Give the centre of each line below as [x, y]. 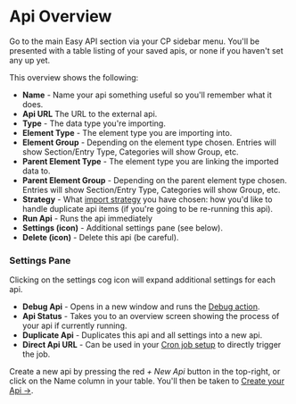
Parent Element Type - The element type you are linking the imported [150, 161]
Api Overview [61, 17]
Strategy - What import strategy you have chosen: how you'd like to [147, 199]
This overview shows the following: [74, 77]
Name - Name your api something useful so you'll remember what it [147, 95]
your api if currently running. [74, 326]
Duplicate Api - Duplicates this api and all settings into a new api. [142, 335]
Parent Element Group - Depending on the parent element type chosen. [154, 180]
